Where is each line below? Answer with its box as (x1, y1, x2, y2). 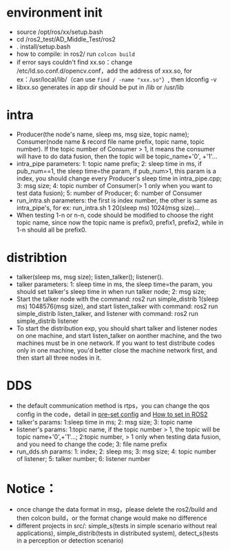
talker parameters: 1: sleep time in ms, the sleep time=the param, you (16, 280, 213, 288)
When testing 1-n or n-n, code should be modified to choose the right (16, 211, 214, 219)
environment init (6, 5, 103, 21)
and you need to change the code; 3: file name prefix (16, 440, 168, 448)
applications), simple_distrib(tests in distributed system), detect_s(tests (16, 529, 218, 537)
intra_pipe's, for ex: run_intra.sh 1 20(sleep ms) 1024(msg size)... (16, 203, 200, 212)
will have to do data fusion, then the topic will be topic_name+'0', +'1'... (16, 152, 218, 160)
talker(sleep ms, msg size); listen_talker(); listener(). (16, 272, 163, 281)
